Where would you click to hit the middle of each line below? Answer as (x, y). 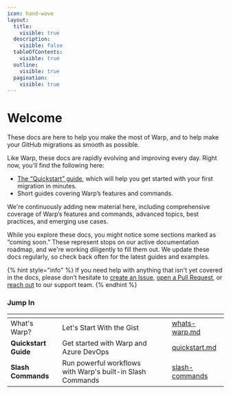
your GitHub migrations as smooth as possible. (73, 145)
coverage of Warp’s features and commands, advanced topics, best (103, 214)
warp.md (186, 332)
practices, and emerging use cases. (58, 221)
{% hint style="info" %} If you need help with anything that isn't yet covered (115, 270)
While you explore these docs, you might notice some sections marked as (112, 235)
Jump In (21, 303)
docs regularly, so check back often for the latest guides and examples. (108, 257)
